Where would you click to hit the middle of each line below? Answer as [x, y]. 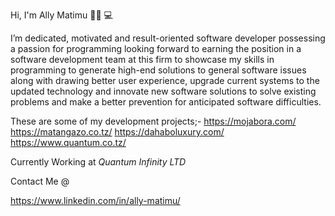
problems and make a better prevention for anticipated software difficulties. [166, 102]
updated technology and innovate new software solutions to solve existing [163, 91]
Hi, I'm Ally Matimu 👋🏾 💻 [61, 15]
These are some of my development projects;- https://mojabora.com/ [153, 121]
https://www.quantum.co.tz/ [68, 142]
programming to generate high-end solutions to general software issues [158, 70]
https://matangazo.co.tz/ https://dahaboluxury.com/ [117, 132]
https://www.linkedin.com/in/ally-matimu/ [95, 200]
